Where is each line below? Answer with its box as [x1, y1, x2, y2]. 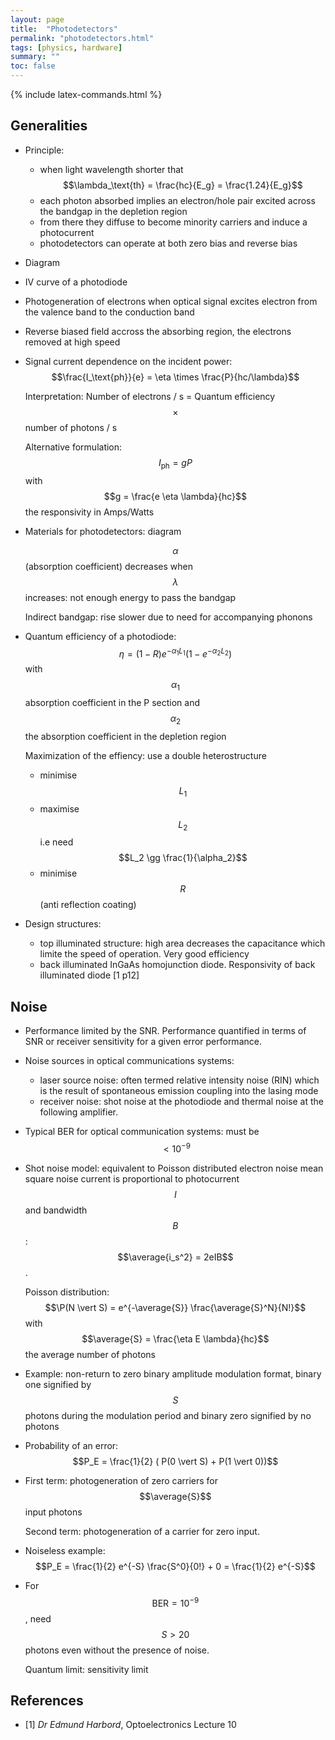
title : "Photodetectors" [10, 24, 118, 34]
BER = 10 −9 [151, 1595, 200, 1609]
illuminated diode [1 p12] [39, 969, 140, 981]
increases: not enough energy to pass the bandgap [24, 591, 237, 603]
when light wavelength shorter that [39, 163, 184, 175]
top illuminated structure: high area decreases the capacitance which [39, 937, 326, 950]
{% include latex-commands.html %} [10, 89, 163, 100]
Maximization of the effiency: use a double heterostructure [24, 749, 267, 761]
